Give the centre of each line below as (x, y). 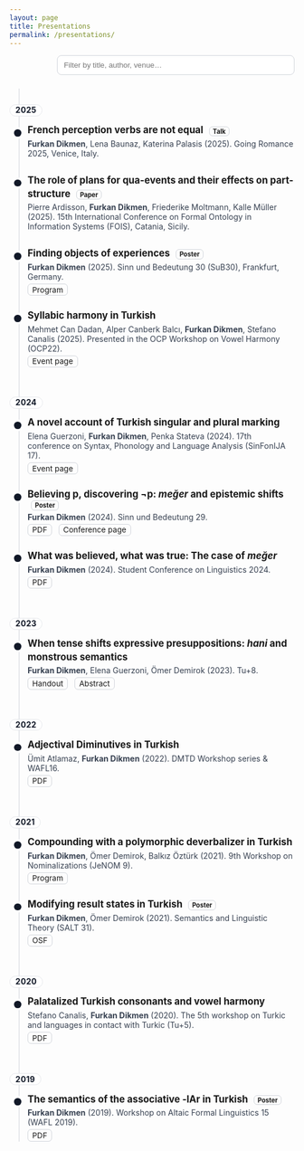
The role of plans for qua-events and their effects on (148, 180)
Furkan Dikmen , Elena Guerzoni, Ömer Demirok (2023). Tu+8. (143, 671)
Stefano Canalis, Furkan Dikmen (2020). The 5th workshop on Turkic (157, 1015)
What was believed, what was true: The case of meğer (152, 556)
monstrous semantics (78, 657)
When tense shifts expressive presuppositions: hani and (157, 643)
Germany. (46, 276)
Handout (47, 683)
